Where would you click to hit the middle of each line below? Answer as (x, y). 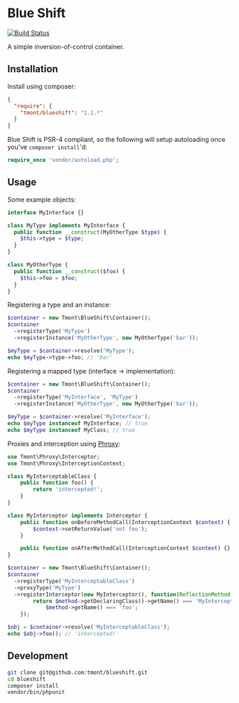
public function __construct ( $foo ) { (70, 271)
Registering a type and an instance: (59, 305)
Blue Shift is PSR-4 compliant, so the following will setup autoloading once (116, 140)
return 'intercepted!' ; (68, 490)
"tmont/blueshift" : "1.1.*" (62, 113)
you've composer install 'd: (47, 147)
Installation (33, 69)
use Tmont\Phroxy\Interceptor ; (54, 457)
